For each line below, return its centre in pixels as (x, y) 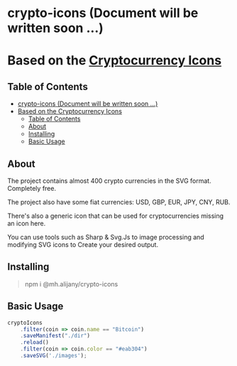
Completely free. (32, 188)
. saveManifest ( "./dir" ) (55, 336)
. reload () (35, 343)
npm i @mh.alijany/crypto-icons (71, 284)
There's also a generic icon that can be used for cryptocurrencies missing (116, 216)
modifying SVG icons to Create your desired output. (83, 245)
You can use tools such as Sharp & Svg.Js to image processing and (106, 237)
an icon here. (27, 223)
